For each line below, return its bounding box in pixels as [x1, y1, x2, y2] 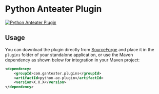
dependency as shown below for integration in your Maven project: [5, 57, 140, 63]
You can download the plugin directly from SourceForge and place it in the [5, 46, 155, 52]
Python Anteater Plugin [5, 3, 102, 15]
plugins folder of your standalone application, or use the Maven [5, 52, 133, 57]
